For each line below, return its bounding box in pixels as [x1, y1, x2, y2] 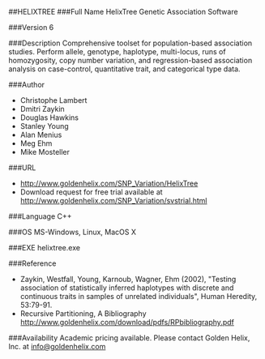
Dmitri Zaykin [19, 105, 65, 113]
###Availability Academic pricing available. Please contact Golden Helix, [8, 333, 250, 343]
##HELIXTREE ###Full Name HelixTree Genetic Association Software [8, 7, 238, 16]
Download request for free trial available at [19, 187, 164, 197]
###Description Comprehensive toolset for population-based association [8, 38, 253, 48]
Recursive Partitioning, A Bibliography [19, 309, 147, 318]
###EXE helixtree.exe [8, 243, 81, 252]
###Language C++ [8, 212, 72, 221]
